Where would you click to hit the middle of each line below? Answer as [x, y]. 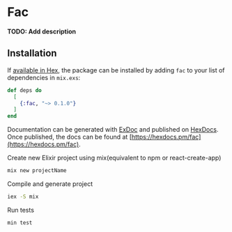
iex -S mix [23, 196]
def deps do [24, 90]
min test [20, 223]
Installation [32, 53]
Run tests [21, 210]
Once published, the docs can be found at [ [70, 137]
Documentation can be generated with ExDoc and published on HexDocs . [113, 130]
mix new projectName [37, 171]
